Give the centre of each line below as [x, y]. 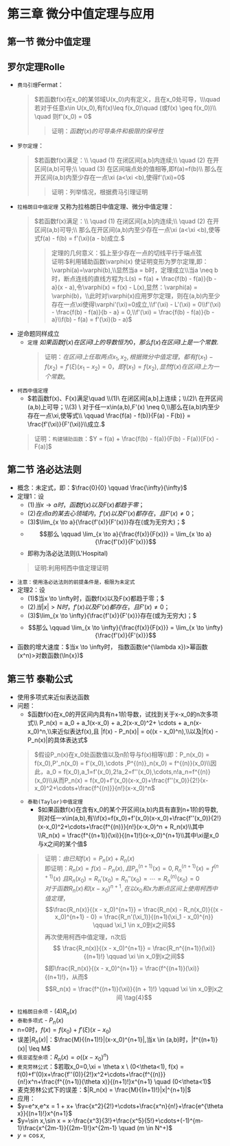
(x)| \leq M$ [34, 1048]
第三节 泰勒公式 [40, 679]
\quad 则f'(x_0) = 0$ [63, 117]
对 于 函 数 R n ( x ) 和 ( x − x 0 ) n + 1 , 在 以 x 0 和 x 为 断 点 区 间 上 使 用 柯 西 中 [131, 889]
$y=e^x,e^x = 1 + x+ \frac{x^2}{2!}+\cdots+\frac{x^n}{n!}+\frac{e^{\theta [120, 1106]
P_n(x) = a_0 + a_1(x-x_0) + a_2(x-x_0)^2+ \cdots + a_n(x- [120, 722]
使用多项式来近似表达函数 [53, 697]
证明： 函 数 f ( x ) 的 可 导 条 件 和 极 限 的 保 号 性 [107, 131]
